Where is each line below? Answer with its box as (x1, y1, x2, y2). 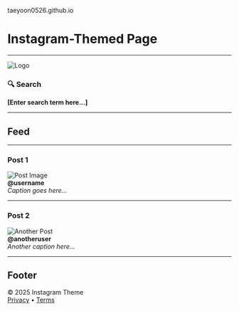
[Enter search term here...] (7, 98, 88, 107)
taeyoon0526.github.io (7, 6, 74, 14)
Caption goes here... (7, 186, 68, 195)
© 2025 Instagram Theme (7, 288, 84, 297)
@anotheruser (7, 234, 52, 243)
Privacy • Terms (7, 295, 55, 305)
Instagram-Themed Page (7, 31, 158, 47)
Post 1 (7, 154, 28, 164)
